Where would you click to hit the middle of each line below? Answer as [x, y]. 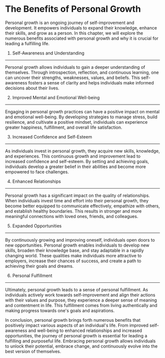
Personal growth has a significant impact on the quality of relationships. [78, 195]
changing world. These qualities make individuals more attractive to [73, 255]
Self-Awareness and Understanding [48, 53]
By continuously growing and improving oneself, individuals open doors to [80, 240]
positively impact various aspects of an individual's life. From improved [77, 325]
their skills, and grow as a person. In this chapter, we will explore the [74, 33]
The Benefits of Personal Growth [73, 9]
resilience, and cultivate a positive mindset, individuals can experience [76, 122]
